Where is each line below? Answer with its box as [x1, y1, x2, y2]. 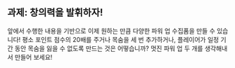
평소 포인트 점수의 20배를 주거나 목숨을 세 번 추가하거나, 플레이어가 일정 [22, 35, 220, 43]
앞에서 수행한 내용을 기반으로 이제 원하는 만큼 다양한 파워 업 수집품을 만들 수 [7, 27, 216, 35]
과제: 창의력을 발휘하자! [7, 6, 103, 19]
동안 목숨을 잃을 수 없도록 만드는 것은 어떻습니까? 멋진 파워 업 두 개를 [14, 44, 203, 53]
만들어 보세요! [14, 53, 53, 61]
